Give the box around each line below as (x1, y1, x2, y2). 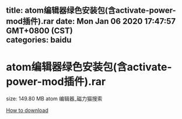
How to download (6, 107, 48, 114)
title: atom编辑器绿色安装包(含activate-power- (6, 5, 176, 16)
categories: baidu (6, 35, 72, 45)
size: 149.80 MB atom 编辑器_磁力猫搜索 (6, 95, 103, 102)
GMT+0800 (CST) (6, 26, 73, 36)
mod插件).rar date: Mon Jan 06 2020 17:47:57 (6, 16, 176, 26)
